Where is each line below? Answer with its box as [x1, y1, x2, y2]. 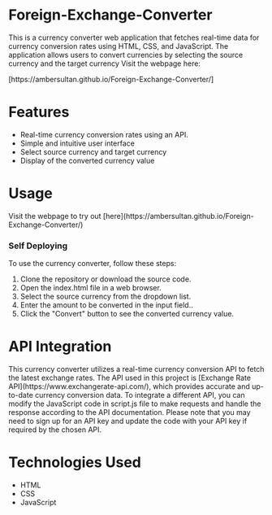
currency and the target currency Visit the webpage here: [8, 59, 201, 68]
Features [8, 103, 70, 121]
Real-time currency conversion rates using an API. [19, 129, 188, 139]
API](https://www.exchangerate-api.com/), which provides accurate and [8, 382, 250, 391]
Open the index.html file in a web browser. [19, 283, 162, 293]
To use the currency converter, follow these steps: [8, 259, 177, 268]
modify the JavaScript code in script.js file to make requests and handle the [8, 399, 261, 408]
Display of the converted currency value [19, 155, 155, 165]
